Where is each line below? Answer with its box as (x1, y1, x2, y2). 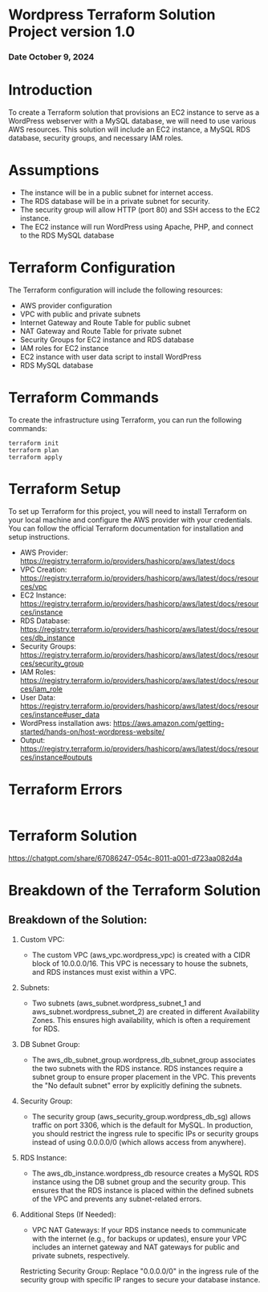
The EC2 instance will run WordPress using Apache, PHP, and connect (19, 222, 254, 231)
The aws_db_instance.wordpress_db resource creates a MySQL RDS (31, 1168, 259, 1178)
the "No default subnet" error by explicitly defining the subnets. (31, 1080, 242, 1090)
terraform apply (8, 453, 63, 461)
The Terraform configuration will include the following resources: (8, 285, 223, 295)
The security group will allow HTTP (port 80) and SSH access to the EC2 (19, 205, 261, 214)
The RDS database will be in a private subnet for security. (19, 196, 210, 206)
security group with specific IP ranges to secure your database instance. (19, 1274, 261, 1284)
